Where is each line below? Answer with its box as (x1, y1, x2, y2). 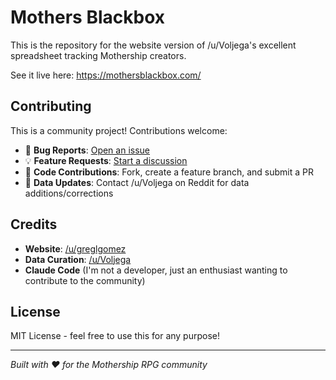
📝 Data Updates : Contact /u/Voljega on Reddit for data (24, 176, 250, 188)
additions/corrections (24, 187, 114, 199)
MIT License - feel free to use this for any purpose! (10, 330, 221, 342)
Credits (10, 216, 58, 233)
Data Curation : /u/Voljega (24, 253, 132, 265)
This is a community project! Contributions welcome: (10, 124, 228, 136)
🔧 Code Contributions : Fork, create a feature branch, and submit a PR (24, 166, 315, 178)
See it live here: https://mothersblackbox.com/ (10, 69, 202, 81)
